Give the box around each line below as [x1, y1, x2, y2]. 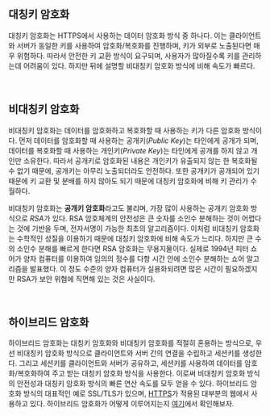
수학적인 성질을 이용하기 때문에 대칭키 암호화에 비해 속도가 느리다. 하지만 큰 [16, 233, 254, 243]
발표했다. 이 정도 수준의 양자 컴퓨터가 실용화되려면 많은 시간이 [29, 263, 223, 273]
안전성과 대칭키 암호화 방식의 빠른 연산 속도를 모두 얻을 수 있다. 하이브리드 [16, 379, 249, 389]
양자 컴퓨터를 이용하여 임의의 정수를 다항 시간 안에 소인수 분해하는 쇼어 [23, 254, 245, 263]
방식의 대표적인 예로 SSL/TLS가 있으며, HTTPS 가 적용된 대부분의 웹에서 [23, 389, 250, 398]
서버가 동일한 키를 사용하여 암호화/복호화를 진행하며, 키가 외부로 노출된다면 [16, 40, 252, 50]
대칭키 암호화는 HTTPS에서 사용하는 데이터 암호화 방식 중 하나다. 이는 [8, 31, 227, 40]
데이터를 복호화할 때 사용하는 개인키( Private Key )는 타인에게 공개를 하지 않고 [8, 145, 250, 155]
